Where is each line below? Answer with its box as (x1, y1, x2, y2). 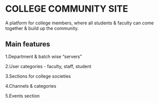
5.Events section (5, 92, 40, 99)
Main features (5, 40, 51, 49)
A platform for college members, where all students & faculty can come (5, 20, 154, 26)
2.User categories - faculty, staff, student (5, 63, 92, 69)
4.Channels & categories (5, 83, 57, 89)
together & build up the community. (5, 25, 79, 31)
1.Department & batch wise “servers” (5, 53, 82, 59)
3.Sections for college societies (5, 73, 71, 79)
